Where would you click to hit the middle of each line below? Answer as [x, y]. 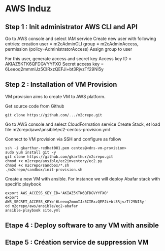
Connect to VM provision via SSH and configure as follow [63, 139]
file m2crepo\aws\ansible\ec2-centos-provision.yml [58, 129]
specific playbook [23, 184]
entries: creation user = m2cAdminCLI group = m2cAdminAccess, [72, 44]
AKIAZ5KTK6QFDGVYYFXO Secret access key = [54, 64]
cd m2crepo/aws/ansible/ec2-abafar [42, 206]
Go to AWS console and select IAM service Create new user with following [81, 38]
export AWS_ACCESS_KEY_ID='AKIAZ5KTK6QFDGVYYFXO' [57, 193]
